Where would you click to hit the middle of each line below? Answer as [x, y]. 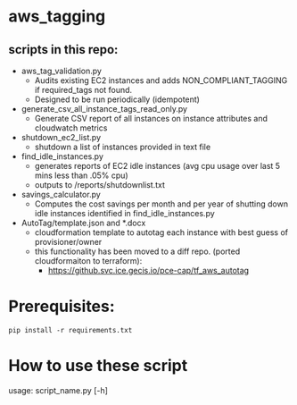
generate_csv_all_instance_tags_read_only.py [104, 109]
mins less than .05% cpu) [81, 175]
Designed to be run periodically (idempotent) [117, 99]
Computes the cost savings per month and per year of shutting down [161, 204]
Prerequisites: [62, 307]
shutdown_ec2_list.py [61, 137]
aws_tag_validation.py [61, 71]
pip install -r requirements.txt [70, 330]
